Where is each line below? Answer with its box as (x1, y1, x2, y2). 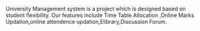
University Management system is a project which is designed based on (5, 5, 186, 12)
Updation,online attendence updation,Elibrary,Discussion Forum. (5, 18, 167, 25)
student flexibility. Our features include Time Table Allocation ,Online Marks (5, 12, 195, 19)
